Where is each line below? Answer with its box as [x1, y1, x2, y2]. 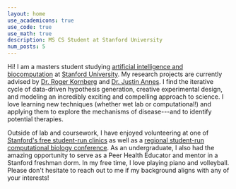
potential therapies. [7, 115, 64, 123]
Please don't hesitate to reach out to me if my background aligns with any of [7, 166, 230, 174]
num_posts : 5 [7, 43, 46, 50]
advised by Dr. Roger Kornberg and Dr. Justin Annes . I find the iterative [7, 78, 214, 85]
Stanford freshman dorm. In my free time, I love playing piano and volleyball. [7, 159, 230, 166]
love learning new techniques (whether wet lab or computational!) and [7, 100, 212, 108]
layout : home [7, 10, 46, 18]
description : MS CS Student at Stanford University [7, 37, 163, 44]
